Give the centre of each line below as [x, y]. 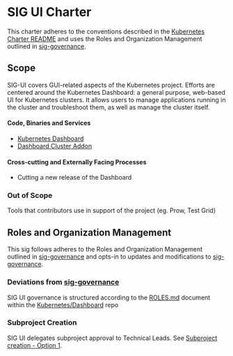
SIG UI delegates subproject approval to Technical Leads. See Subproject [112, 338]
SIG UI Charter [49, 12]
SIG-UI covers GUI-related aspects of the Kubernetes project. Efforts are [111, 85]
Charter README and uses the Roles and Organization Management [105, 38]
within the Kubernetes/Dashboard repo [63, 304]
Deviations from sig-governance [63, 282]
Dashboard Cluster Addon [55, 146]
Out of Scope [30, 196]
